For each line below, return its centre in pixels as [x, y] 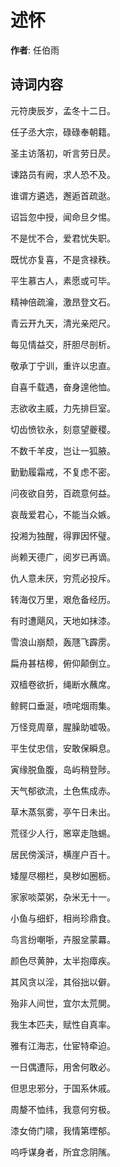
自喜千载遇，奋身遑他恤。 [63, 387]
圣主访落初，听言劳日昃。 [63, 153]
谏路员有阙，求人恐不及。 [63, 174]
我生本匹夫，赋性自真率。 [63, 1024]
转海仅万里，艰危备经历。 [63, 599]
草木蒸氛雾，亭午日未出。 [63, 812]
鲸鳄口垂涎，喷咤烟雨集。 [63, 705]
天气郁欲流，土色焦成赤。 [63, 790]
